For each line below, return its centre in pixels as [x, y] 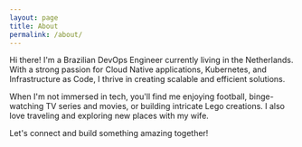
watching [27, 106]
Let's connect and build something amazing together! [109, 133]
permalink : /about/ [46, 34]
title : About [34, 26]
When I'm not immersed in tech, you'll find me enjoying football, [128, 96]
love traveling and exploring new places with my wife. [109, 116]
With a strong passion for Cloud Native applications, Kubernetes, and [138, 69]
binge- [261, 96]
